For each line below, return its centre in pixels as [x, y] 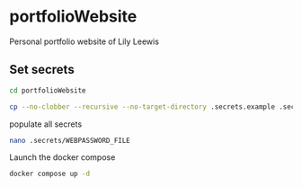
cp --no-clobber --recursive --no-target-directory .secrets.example [142, 107]
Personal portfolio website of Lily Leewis [84, 41]
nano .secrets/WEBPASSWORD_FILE [70, 140]
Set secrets [42, 70]
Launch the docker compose [62, 157]
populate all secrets [46, 124]
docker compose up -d [50, 174]
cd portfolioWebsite [48, 90]
